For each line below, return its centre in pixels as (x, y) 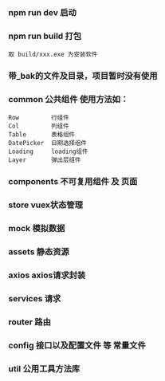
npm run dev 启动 (43, 12)
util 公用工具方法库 (44, 368)
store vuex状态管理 (46, 205)
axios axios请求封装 (47, 275)
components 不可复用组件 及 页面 (73, 182)
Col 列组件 (39, 126)
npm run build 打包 (45, 36)
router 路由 (30, 322)
